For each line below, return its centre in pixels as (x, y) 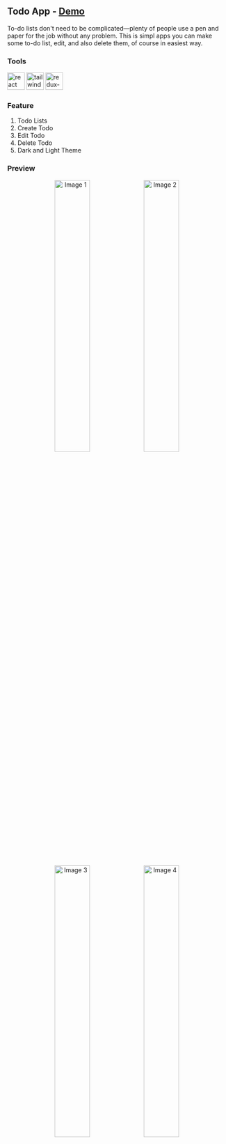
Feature (21, 106)
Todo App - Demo (46, 11)
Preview (21, 169)
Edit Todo (31, 136)
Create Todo (35, 128)
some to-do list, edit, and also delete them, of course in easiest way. (105, 43)
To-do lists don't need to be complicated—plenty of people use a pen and (113, 28)
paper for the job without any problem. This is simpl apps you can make (110, 36)
